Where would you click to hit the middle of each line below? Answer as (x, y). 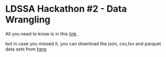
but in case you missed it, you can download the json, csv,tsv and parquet (83, 43)
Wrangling (28, 20)
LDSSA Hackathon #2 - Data (66, 9)
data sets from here (26, 49)
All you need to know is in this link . (42, 34)
